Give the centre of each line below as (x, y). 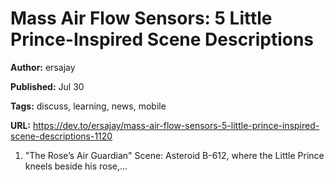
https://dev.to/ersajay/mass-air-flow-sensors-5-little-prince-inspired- (176, 125)
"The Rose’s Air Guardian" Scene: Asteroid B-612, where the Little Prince (174, 155)
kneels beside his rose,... (76, 166)
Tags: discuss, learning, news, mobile (88, 106)
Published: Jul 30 (47, 86)
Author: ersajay (43, 67)
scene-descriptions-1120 (61, 136)
